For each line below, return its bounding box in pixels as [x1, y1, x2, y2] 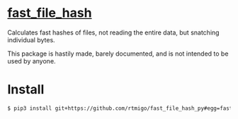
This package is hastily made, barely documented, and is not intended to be [7, 49, 229, 58]
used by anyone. [7, 56, 56, 65]
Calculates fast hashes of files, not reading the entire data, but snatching [7, 28, 220, 37]
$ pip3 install [7, 104, 52, 112]
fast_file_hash [7, 5, 92, 21]
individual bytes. [7, 35, 55, 44]
